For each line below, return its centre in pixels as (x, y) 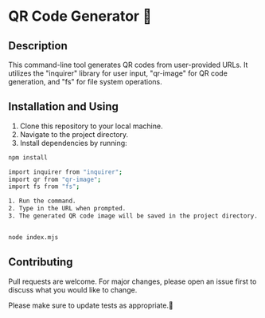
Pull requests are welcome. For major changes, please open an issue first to (132, 281)
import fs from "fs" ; (44, 186)
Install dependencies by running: (73, 143)
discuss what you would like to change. (73, 289)
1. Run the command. (43, 201)
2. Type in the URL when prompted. (67, 209)
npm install (28, 157)
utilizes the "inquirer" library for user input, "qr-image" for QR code (118, 73)
